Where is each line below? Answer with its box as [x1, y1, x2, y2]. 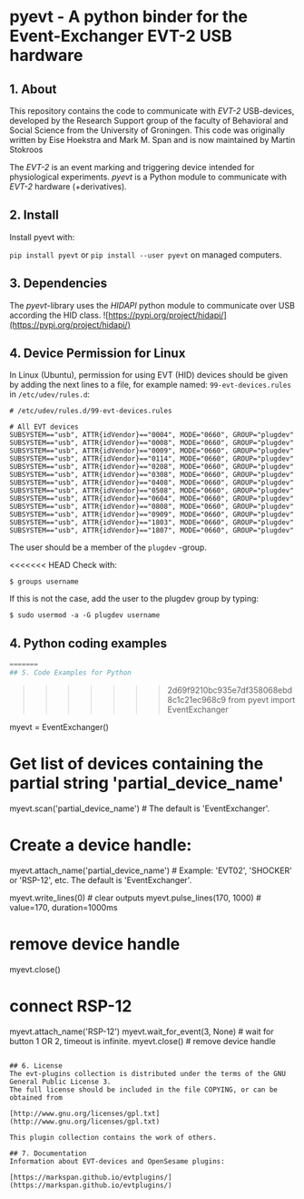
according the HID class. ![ [9, 310, 109, 320]
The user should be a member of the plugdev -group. [9, 542, 207, 553]
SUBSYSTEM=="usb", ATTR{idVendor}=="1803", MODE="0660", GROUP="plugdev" [9, 518, 295, 527]
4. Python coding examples [9, 635, 168, 651]
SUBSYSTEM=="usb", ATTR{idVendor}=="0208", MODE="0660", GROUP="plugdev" [9, 462, 295, 472]
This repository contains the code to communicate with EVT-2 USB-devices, [9, 106, 295, 116]
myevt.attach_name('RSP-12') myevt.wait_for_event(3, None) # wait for [9, 1026, 274, 1037]
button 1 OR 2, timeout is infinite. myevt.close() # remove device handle [9, 1035, 277, 1046]
